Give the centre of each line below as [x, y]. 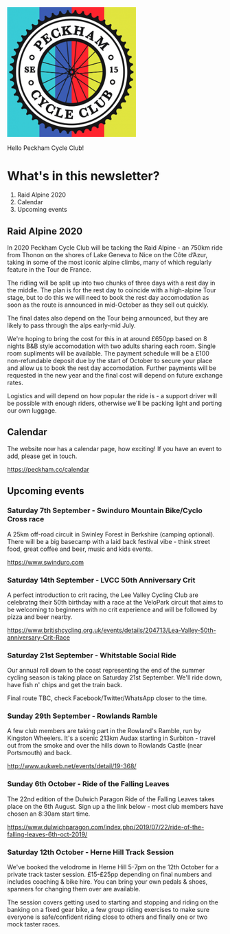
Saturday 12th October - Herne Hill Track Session [90, 852]
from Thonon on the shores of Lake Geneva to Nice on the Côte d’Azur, [107, 255]
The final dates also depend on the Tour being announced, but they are [108, 318]
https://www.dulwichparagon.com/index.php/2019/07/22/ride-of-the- [106, 827]
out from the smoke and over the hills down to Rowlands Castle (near [105, 746]
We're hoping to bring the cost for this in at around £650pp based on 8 [107, 339]
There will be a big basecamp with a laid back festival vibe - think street [109, 541]
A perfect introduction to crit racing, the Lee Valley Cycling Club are [103, 595]
